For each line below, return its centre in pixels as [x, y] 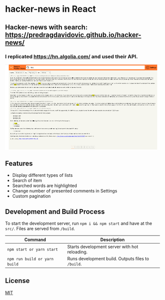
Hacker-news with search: [46, 27]
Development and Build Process [55, 211]
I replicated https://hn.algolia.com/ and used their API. [72, 56]
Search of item [27, 181]
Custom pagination [31, 196]
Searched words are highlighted [44, 186]
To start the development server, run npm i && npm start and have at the [79, 223]
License [17, 281]
